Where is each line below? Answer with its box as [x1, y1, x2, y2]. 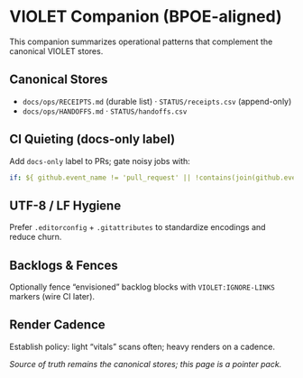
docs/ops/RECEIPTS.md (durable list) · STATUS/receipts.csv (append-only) [22, 96, 292, 106]
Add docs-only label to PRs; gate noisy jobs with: [9, 155, 191, 166]
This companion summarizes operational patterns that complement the [9, 36, 273, 47]
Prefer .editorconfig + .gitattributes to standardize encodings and [9, 222, 266, 233]
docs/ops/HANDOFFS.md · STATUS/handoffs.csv [22, 106, 188, 116]
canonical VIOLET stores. [9, 45, 104, 56]
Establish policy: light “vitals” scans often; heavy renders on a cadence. [9, 341, 275, 352]
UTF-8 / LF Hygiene [9, 198, 122, 213]
